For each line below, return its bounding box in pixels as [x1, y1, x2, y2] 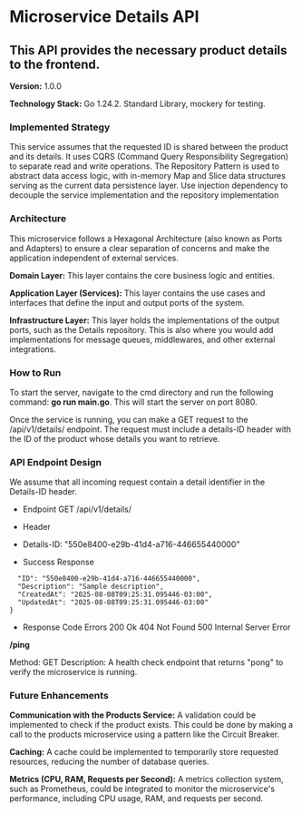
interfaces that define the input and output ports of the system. [9, 297, 245, 308]
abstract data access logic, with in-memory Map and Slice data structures [9, 171, 286, 181]
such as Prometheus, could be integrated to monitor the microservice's [9, 783, 275, 795]
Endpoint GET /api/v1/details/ [22, 504, 132, 514]
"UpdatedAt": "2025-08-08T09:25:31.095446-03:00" [17, 598, 209, 607]
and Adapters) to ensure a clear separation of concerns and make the [9, 242, 270, 253]
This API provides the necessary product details [9, 43, 287, 58]
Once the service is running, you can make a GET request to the [9, 414, 249, 425]
